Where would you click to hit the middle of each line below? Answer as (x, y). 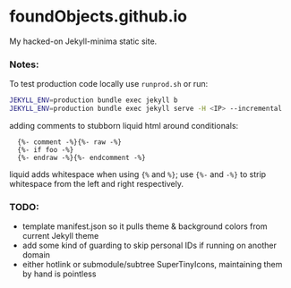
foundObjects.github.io (98, 17)
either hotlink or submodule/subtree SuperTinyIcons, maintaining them (152, 265)
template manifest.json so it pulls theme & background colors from (145, 226)
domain (36, 255)
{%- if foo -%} (46, 149)
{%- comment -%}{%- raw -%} (70, 142)
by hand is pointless (59, 274)
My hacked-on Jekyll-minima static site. (83, 41)
